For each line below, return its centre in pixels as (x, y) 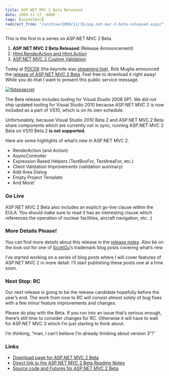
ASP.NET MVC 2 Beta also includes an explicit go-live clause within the (79, 207)
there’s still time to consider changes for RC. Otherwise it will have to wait (82, 318)
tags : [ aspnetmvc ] (25, 19)
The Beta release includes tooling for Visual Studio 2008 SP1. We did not (81, 99)
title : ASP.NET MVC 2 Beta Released (44, 10)
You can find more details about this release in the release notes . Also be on (85, 242)
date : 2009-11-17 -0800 (30, 15)
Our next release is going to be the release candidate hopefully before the (82, 292)
